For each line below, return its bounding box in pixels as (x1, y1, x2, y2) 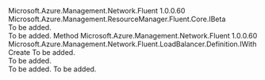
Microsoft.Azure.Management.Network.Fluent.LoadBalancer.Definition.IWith (8, 39, 257, 49)
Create (8, 48, 31, 56)
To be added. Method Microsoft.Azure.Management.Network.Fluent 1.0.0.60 (8, 31, 258, 40)
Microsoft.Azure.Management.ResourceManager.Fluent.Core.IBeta (8, 14, 226, 24)
